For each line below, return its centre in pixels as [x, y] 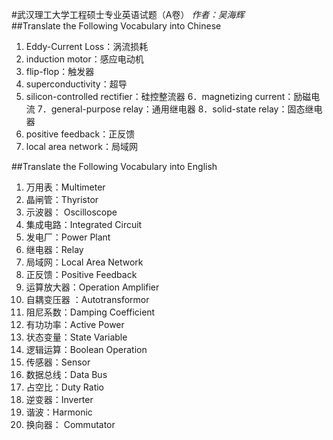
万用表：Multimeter [65, 187]
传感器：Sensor [58, 362]
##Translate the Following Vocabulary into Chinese [116, 26]
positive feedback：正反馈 [80, 134]
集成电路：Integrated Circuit [84, 224]
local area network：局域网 [81, 146]
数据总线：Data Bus [66, 374]
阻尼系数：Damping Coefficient [90, 312]
